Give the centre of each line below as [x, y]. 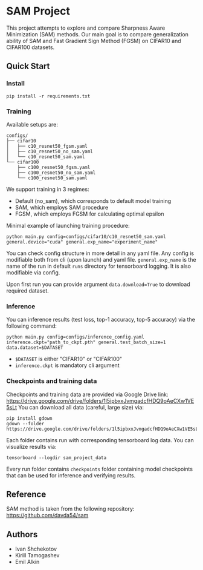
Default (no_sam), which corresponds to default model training [93, 200]
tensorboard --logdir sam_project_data [56, 458]
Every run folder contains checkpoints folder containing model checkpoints [100, 469]
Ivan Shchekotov [36, 549]
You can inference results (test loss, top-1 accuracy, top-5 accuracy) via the [101, 320]
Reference [26, 494]
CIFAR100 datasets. [31, 47]
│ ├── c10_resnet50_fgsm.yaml [47, 146]
